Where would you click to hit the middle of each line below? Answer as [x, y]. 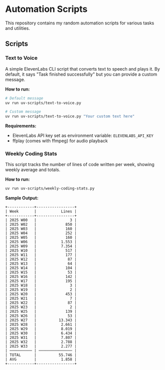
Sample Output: [22, 198]
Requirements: [21, 126]
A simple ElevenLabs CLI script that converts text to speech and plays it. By [83, 69]
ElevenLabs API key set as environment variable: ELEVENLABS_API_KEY [83, 136]
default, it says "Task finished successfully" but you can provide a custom [81, 74]
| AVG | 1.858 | [41, 360]
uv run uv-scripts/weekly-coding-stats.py [50, 188]
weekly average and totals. [33, 170]
